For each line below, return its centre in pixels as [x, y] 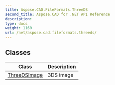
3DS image [60, 75]
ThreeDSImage [25, 75]
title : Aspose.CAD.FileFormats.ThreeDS [47, 10]
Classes [18, 53]
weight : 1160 [19, 28]
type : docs [16, 23]
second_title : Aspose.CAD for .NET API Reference [58, 14]
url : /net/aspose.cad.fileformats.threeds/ [51, 33]
